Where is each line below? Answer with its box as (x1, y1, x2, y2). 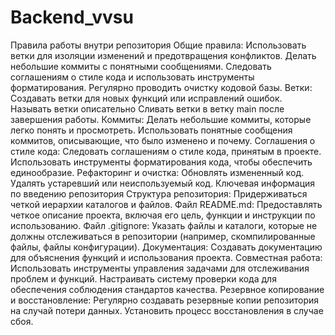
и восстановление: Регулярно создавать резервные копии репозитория (10, 294, 320, 306)
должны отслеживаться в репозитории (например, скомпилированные (10, 230, 316, 242)
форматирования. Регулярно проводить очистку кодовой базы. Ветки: (10, 81, 313, 93)
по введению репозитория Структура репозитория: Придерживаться (10, 187, 308, 200)
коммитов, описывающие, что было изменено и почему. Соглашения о (10, 134, 316, 146)
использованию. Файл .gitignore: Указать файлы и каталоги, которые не (10, 219, 318, 231)
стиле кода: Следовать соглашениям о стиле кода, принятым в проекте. (10, 145, 322, 157)
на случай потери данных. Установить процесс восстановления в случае (10, 304, 324, 316)
